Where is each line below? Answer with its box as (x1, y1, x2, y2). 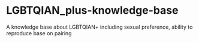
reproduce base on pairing (6, 29, 72, 36)
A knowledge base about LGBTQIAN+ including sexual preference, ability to (6, 23, 193, 30)
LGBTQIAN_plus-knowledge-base (6, 4, 179, 17)
